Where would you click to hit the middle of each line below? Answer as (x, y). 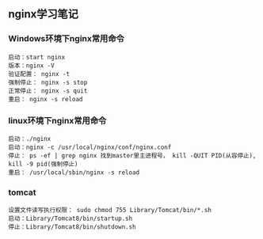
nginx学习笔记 (44, 14)
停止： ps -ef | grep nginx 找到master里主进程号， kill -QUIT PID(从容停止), (132, 156)
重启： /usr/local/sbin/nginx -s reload (74, 173)
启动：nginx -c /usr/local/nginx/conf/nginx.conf (90, 147)
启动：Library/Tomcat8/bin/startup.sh (71, 219)
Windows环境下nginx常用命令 (66, 39)
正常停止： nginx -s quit (48, 91)
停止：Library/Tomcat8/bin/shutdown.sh (72, 227)
